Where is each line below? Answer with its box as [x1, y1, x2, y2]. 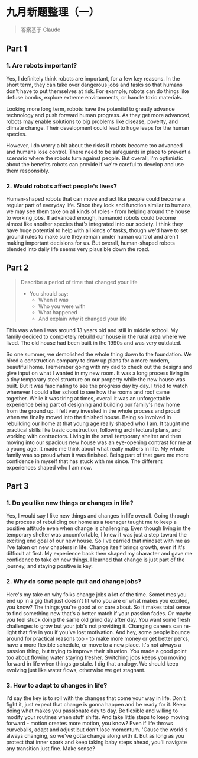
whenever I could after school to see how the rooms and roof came [6, 388, 170, 396]
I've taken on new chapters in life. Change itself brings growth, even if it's [6, 544, 186, 551]
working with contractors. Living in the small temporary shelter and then [6, 432, 182, 439]
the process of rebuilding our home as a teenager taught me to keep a [6, 519, 177, 526]
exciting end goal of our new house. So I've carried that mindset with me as [6, 537, 190, 545]
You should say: [29, 290, 69, 297]
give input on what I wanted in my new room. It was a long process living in [6, 370, 189, 377]
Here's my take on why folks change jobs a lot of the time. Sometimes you [6, 590, 187, 598]
